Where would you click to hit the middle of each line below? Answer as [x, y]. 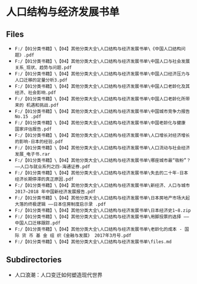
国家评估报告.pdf [33, 129]
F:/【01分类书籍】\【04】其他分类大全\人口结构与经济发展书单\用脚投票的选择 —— [102, 217]
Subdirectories [34, 260]
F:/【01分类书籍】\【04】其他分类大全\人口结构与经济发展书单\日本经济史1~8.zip [103, 210]
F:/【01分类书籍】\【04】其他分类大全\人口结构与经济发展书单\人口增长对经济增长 [102, 136]
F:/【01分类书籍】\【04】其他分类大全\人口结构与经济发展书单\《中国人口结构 [98, 49]
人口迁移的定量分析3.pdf [41, 80]
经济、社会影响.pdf [35, 93]
